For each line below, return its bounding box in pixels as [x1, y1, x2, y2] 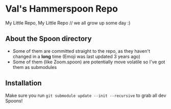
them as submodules [12, 64, 57, 70]
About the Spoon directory [5, 34, 92, 43]
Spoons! [5, 97, 23, 104]
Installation [5, 79, 42, 88]
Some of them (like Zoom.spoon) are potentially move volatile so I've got [12, 59, 165, 65]
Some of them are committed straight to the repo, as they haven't [12, 48, 151, 54]
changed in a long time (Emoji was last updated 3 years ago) [12, 53, 140, 59]
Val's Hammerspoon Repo [5, 3, 118, 15]
